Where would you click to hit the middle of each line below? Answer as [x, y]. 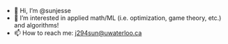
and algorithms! [36, 25]
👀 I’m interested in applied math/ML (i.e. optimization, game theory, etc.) [117, 18]
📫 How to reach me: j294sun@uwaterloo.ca [78, 33]
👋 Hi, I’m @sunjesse [42, 11]
